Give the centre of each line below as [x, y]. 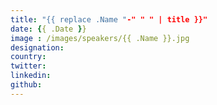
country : [28, 57]
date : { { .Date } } [48, 29]
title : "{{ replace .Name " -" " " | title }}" [109, 19]
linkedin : [31, 76]
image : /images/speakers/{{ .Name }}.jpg [100, 38]
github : [26, 85]
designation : [37, 47]
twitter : [28, 66]
